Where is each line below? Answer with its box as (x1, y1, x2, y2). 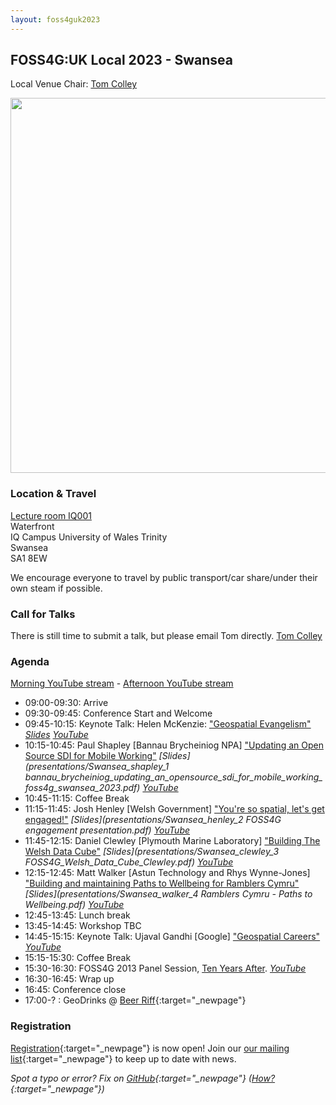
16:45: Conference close (24, 984, 127, 996)
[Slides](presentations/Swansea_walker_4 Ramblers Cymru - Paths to (24, 888, 313, 900)
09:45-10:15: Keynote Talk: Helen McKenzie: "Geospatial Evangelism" (24, 718, 312, 730)
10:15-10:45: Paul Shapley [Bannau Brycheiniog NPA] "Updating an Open (24, 739, 324, 751)
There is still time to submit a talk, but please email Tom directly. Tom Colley (10, 630, 323, 642)
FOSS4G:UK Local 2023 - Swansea (10, 52, 234, 69)
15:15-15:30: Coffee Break (24, 952, 132, 964)
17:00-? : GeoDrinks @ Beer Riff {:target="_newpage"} (24, 994, 247, 1006)
